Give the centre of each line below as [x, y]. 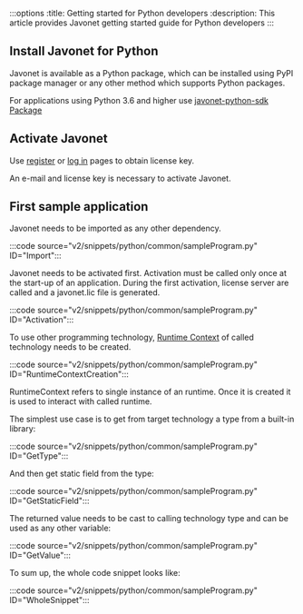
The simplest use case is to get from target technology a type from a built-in [152, 419]
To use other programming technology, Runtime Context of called [132, 337]
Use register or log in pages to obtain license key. [102, 160]
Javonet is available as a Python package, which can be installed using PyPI [151, 73]
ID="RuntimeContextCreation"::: [69, 374]
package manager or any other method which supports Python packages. [147, 83]
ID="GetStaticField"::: [49, 501]
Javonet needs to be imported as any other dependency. [116, 228]
